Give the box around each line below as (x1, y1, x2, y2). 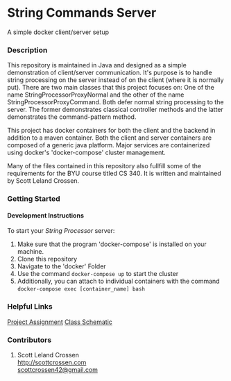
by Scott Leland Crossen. (7, 177, 80, 185)
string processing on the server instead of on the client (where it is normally (7, 76, 224, 84)
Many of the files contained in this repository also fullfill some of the (7, 162, 202, 170)
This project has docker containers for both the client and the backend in (7, 127, 216, 135)
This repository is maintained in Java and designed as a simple (7, 61, 187, 70)
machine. (17, 248, 44, 256)
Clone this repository (17, 255, 78, 264)
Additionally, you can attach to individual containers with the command (17, 277, 220, 286)
